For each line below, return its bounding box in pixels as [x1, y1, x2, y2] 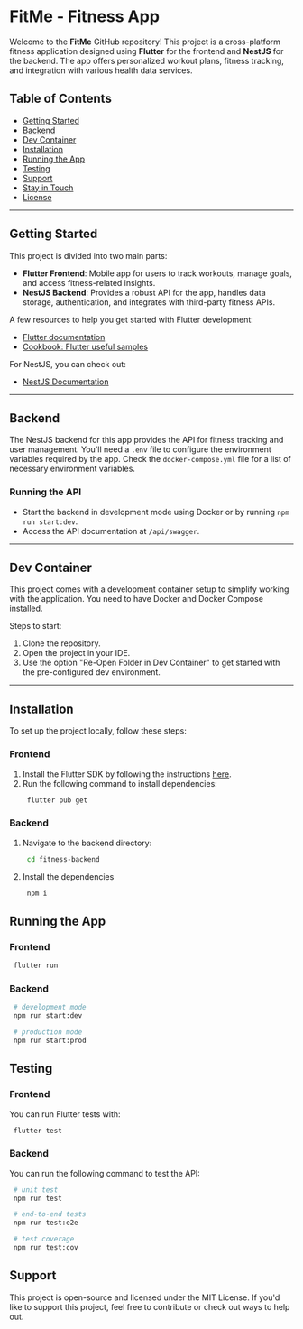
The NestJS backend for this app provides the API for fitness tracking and [9, 435, 284, 446]
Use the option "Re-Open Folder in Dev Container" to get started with [22, 657, 280, 669]
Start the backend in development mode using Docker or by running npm [22, 506, 290, 517]
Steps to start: [9, 621, 62, 632]
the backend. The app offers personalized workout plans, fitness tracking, [9, 55, 284, 66]
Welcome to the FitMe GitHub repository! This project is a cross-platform [9, 36, 281, 47]
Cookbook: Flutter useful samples [22, 341, 149, 352]
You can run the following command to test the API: [9, 1167, 200, 1178]
